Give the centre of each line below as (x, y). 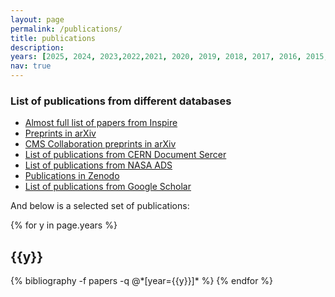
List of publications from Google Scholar (108, 187)
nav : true (31, 66)
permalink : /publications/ (66, 29)
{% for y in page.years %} (64, 225)
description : (37, 47)
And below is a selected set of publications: (100, 206)
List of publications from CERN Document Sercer (125, 155)
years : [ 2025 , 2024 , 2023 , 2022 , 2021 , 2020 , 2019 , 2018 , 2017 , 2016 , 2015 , (169, 57)
